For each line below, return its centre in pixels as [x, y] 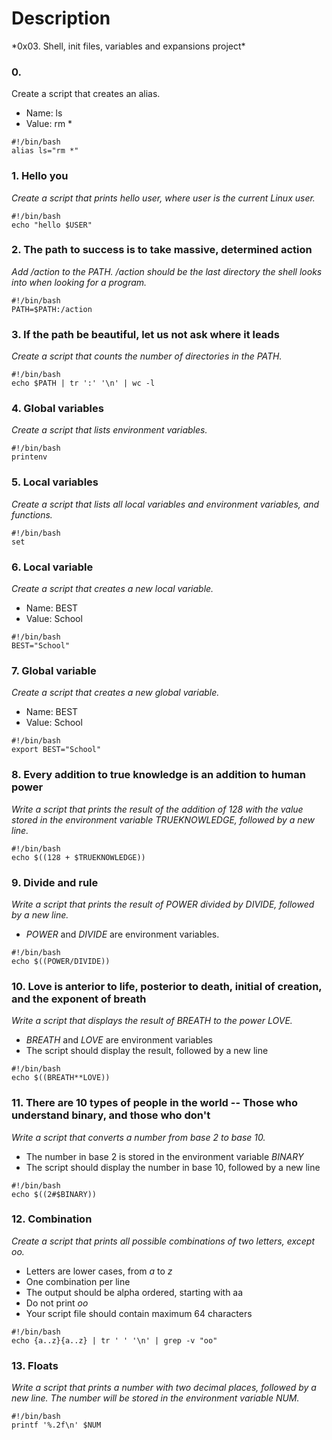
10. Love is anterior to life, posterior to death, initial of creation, [167, 986]
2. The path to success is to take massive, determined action [162, 250]
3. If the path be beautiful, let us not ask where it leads [145, 334]
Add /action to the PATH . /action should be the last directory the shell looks [167, 271]
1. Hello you [40, 176]
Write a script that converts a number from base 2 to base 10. [138, 1137]
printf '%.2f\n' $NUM [56, 1425]
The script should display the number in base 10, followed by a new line [173, 1167]
